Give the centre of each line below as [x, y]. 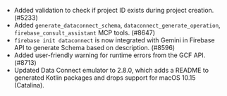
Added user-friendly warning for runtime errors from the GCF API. [110, 55]
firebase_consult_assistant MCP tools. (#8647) [84, 32]
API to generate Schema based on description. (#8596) [94, 48]
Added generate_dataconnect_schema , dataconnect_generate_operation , [117, 25]
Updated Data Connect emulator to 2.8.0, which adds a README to [111, 70]
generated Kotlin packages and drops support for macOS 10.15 [105, 78]
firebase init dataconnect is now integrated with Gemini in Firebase [114, 40]
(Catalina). [29, 85]
